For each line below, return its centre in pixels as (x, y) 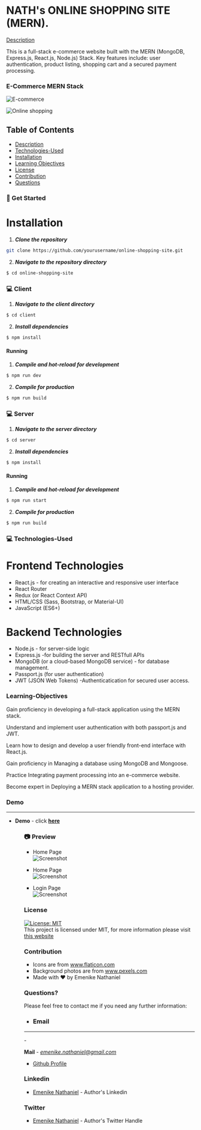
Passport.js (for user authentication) (59, 674)
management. (32, 668)
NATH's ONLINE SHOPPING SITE (88, 11)
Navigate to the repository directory (61, 262)
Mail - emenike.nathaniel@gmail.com (70, 1052)
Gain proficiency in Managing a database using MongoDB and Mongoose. (97, 763)
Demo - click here (37, 821)
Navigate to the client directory (54, 304)
